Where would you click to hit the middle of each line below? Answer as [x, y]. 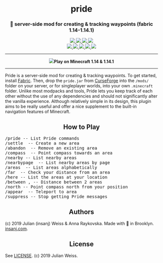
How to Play [81, 127]
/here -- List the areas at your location [56, 177]
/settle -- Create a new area [42, 143]
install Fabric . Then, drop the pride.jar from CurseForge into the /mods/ [77, 81]
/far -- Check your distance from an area [57, 173]
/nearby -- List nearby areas [41, 158]
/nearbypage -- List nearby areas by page [57, 163]
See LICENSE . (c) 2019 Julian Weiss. [41, 255]
